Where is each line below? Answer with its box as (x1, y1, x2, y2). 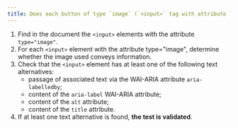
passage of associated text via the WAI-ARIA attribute (28, 75, 186, 83)
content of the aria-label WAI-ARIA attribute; (28, 90, 161, 98)
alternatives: (17, 67, 55, 76)
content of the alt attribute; (28, 97, 110, 106)
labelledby (28, 83, 61, 91)
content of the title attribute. (28, 105, 115, 113)
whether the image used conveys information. (17, 52, 152, 61)
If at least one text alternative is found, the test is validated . (17, 112, 193, 121)
